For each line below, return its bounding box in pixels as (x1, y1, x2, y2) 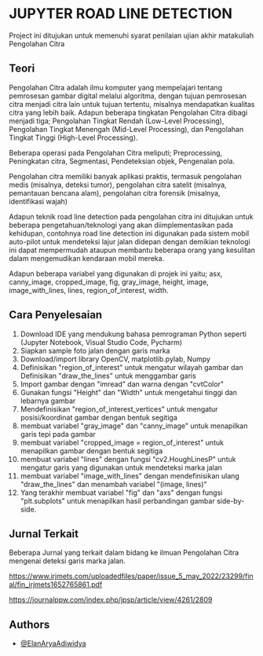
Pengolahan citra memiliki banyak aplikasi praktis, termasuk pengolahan (9, 171, 243, 181)
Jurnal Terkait (9, 527, 79, 541)
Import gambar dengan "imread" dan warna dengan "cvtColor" (20, 379, 225, 389)
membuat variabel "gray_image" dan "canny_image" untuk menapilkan (20, 421, 248, 431)
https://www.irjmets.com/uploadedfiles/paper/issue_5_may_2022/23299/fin (9, 571, 254, 581)
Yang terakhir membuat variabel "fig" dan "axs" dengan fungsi (20, 488, 223, 497)
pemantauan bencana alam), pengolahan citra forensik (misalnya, (9, 188, 221, 197)
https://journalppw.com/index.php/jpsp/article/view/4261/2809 (9, 595, 213, 605)
